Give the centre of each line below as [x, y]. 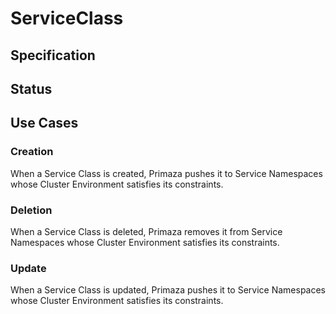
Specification [53, 55]
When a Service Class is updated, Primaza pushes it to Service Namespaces [168, 290]
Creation [32, 152]
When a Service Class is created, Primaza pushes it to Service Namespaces [166, 173]
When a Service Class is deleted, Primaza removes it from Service [146, 231]
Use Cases [44, 123]
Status [31, 88]
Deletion [31, 210]
